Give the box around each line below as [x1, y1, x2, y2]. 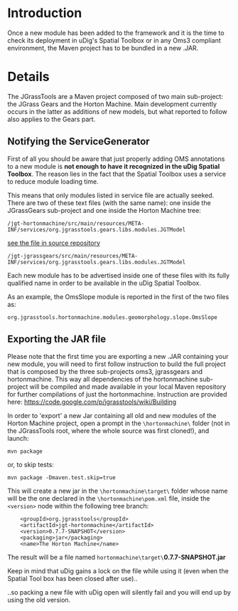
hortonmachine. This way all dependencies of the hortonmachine [7, 375, 198, 383]
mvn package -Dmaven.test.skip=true [7, 474, 116, 481]
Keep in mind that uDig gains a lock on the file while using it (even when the [7, 566, 229, 575]
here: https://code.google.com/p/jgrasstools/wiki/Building [7, 397, 177, 406]
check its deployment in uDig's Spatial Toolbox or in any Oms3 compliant [7, 36, 222, 44]
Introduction [7, 5, 82, 21]
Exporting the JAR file [7, 333, 107, 345]
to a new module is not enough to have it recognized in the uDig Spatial [7, 162, 220, 170]
